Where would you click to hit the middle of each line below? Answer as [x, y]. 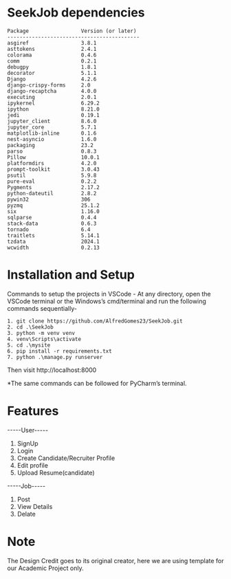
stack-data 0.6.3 [52, 223]
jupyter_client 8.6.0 [52, 121]
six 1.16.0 [53, 211]
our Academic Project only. [45, 568]
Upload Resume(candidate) [56, 472]
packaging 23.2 [51, 145]
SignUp [28, 443]
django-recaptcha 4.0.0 [52, 91]
